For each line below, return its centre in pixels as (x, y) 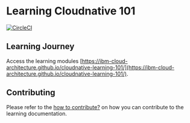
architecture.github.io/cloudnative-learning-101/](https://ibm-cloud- (90, 67)
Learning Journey (40, 46)
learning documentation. (37, 113)
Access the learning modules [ (44, 61)
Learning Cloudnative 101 (71, 11)
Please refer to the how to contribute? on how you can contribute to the (95, 107)
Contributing (31, 93)
